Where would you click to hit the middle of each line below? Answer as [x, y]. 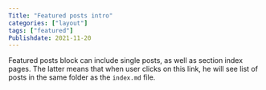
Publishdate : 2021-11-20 [50, 38]
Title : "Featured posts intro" [61, 16]
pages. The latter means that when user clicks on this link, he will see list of [133, 69]
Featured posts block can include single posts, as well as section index [126, 61]
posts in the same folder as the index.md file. [82, 77]
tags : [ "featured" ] [41, 30]
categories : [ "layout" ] [48, 23]
